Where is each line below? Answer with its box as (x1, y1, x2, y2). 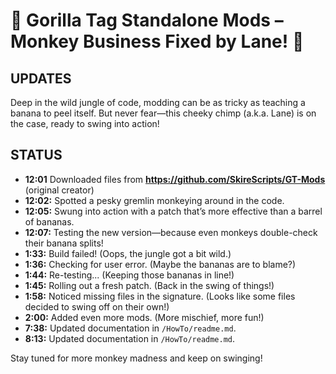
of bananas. (24, 215, 75, 228)
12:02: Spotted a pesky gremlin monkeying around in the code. (24, 194, 285, 206)
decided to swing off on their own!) (24, 300, 170, 313)
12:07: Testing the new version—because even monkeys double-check (24, 226, 318, 238)
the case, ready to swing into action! (10, 118, 160, 129)
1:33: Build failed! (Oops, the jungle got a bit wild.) (24, 247, 232, 259)
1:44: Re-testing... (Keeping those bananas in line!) (24, 269, 235, 281)
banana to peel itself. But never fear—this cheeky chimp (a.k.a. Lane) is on (10, 107, 317, 119)
